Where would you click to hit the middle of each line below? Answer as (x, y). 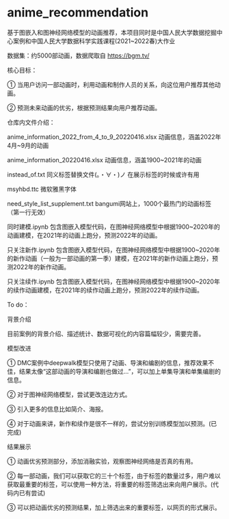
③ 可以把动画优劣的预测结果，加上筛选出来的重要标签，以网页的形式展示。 (114, 507)
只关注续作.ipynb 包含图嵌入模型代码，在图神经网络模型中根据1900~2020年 (113, 281)
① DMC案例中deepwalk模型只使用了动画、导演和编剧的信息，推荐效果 (108, 363)
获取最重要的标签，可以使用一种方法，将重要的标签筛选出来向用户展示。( (110, 484)
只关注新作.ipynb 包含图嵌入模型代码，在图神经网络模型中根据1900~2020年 (113, 250)
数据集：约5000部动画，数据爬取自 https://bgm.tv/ (78, 55)
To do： (18, 304)
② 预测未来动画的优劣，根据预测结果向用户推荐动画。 (84, 107)
